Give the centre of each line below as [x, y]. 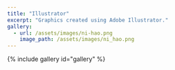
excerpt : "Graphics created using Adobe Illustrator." [88, 20]
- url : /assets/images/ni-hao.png [63, 33]
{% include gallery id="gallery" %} [56, 59]
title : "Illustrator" [38, 14]
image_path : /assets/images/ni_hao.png [77, 40]
